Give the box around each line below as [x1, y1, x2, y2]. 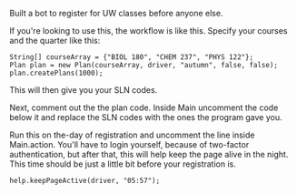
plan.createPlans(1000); [9, 68, 104, 77]
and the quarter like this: [9, 36, 101, 46]
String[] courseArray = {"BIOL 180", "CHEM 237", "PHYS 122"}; [9, 53, 254, 62]
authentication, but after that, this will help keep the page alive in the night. [9, 149, 289, 159]
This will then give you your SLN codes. [9, 85, 158, 95]
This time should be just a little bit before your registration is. [9, 158, 236, 169]
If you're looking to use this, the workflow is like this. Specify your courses [9, 26, 288, 36]
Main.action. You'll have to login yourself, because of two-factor [9, 139, 250, 149]
